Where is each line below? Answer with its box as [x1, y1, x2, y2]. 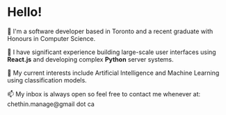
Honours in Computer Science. [7, 34, 96, 42]
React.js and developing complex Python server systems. [7, 55, 174, 63]
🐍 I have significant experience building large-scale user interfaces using [7, 48, 217, 56]
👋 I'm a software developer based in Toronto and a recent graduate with [7, 27, 213, 35]
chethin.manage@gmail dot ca [7, 100, 95, 108]
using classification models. [7, 76, 87, 84]
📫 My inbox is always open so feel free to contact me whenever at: [7, 89, 200, 98]
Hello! [7, 4, 42, 20]
